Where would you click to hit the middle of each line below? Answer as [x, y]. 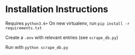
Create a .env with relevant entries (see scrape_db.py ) [62, 37]
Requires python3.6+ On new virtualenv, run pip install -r [67, 23]
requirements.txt [24, 28]
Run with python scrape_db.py [37, 47]
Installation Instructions [57, 9]
